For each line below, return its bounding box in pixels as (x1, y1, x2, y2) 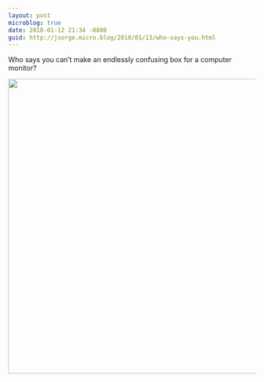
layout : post (8, 11, 51, 20)
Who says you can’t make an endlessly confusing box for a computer (8, 55, 232, 64)
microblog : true (8, 19, 61, 27)
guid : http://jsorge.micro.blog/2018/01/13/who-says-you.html (8, 33, 216, 42)
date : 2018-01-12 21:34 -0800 (8, 26, 108, 34)
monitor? (8, 64, 37, 73)
